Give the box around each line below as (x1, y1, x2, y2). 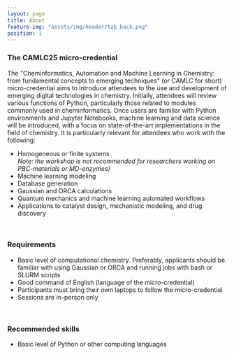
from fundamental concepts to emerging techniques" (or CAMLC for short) (7, 76, 222, 85)
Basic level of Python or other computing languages (17, 340, 167, 349)
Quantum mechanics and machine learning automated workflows (17, 194, 205, 202)
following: (7, 136, 36, 144)
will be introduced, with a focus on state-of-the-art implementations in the (7, 120, 221, 130)
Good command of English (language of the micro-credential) (17, 278, 195, 286)
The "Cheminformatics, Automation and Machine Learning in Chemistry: (7, 69, 215, 77)
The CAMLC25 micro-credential (7, 53, 118, 63)
